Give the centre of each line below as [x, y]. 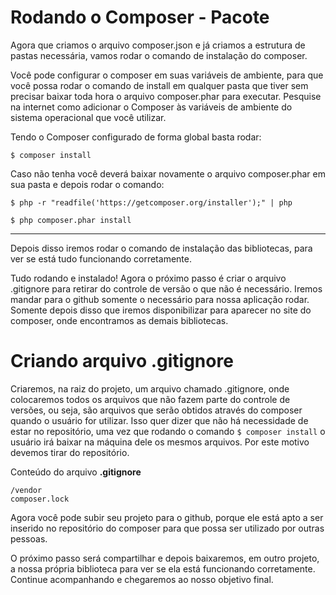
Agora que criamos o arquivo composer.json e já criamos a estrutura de [158, 45]
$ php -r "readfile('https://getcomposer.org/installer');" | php [151, 202]
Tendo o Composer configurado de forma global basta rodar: [136, 137]
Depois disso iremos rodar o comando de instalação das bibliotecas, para [161, 248]
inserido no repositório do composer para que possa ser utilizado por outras [167, 528]
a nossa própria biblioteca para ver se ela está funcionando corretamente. [163, 568]
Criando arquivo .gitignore [122, 361]
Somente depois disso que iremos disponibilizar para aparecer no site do [161, 310]
